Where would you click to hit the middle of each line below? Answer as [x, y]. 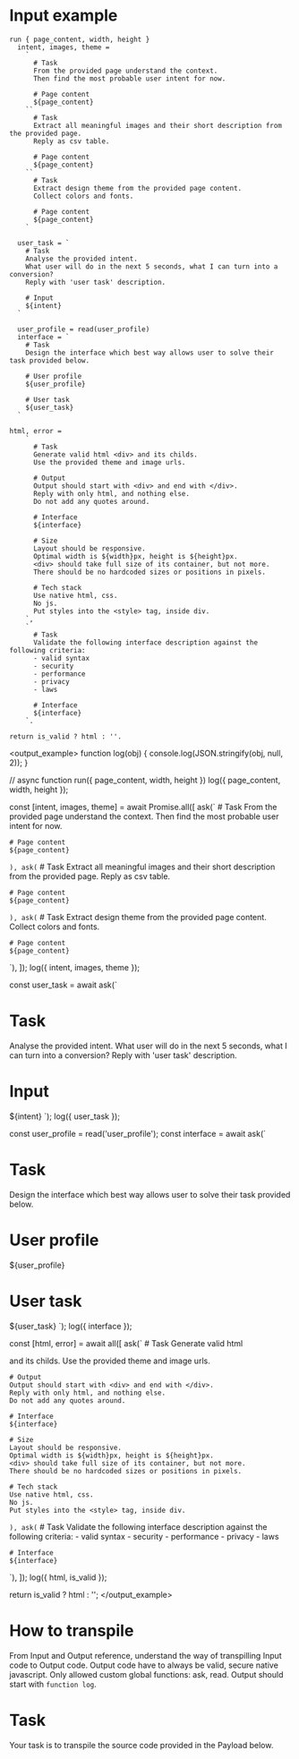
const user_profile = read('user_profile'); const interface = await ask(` [138, 1133]
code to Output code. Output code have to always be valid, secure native [144, 1665]
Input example [64, 16]
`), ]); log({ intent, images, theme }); [75, 967]
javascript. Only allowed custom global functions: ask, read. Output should [146, 1674]
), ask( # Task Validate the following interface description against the [138, 1526]
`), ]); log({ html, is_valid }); [58, 1577]
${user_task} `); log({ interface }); [71, 1326]
